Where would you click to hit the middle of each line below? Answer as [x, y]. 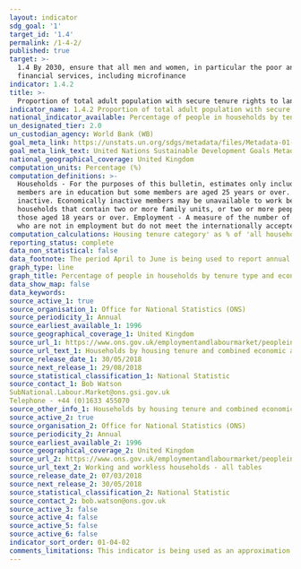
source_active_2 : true [52, 418]
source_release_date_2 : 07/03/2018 [76, 476]
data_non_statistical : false [64, 251]
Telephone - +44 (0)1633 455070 [69, 401]
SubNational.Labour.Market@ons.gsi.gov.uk [90, 392]
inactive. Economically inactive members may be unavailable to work [150, 201]
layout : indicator [43, 17]
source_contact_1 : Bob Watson [66, 384]
